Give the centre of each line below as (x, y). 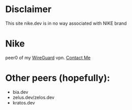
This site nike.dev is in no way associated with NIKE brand (66, 23)
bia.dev (20, 92)
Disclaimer (28, 9)
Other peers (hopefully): (58, 78)
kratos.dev (24, 102)
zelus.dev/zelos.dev (34, 97)
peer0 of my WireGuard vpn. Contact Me (48, 58)
